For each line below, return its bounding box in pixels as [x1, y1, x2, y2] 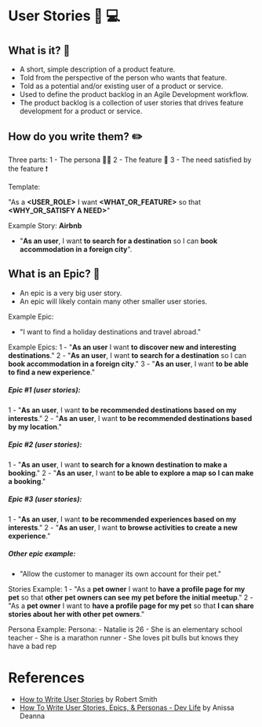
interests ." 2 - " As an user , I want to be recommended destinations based [8, 413, 253, 423]
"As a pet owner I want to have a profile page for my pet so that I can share [8, 600, 255, 611]
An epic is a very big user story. [19, 288, 122, 297]
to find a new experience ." [8, 367, 96, 377]
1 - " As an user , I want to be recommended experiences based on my [8, 514, 237, 524]
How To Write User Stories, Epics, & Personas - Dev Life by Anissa [19, 703, 235, 713]
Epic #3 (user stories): [8, 494, 82, 504]
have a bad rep [8, 641, 57, 651]
